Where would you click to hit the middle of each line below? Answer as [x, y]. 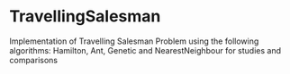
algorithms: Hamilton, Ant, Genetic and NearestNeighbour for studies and [145, 50]
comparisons [34, 60]
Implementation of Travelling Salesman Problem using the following [134, 41]
